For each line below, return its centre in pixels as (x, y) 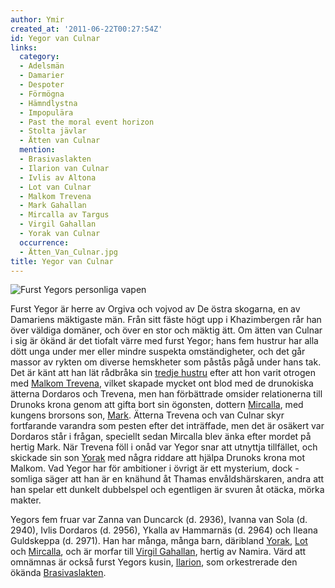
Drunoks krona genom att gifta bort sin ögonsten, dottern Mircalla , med (157, 405)
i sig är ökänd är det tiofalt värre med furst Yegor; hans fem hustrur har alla (164, 341)
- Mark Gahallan (53, 206)
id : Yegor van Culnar (55, 38)
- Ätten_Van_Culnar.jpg (68, 252)
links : (24, 47)
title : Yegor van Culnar (62, 261)
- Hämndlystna (48, 103)
